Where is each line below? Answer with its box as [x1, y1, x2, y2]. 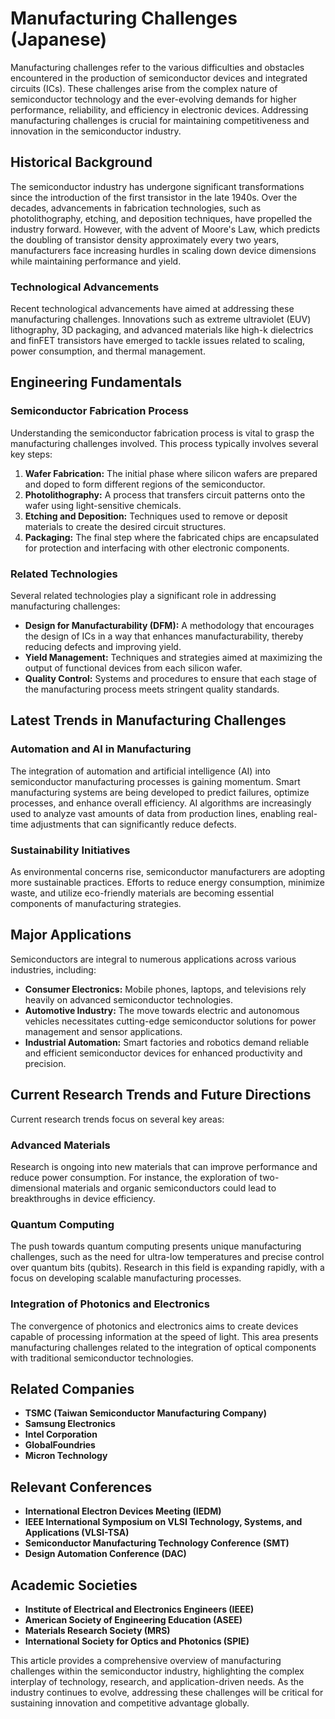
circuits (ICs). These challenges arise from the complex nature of [10, 82, 278, 94]
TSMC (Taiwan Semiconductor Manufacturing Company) [24, 1407, 268, 1419]
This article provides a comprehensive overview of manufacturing [10, 1654, 282, 1666]
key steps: [10, 448, 53, 460]
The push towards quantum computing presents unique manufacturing [10, 1240, 302, 1252]
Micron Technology [24, 1450, 108, 1462]
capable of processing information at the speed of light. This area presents [10, 1330, 319, 1342]
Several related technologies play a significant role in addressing [10, 590, 277, 602]
